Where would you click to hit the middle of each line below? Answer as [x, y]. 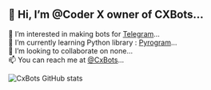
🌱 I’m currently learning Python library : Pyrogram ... [93, 42]
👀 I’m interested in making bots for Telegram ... [84, 33]
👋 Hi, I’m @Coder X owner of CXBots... [106, 15]
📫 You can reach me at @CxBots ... [66, 60]
